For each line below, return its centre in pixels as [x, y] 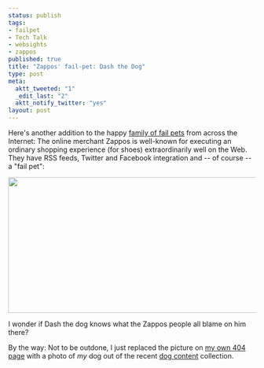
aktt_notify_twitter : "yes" [61, 103]
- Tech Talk [27, 37]
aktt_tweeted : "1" [46, 88]
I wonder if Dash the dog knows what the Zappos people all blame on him [127, 324]
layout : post [29, 111]
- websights [27, 45]
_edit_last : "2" [42, 96]
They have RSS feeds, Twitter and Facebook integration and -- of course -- [130, 158]
